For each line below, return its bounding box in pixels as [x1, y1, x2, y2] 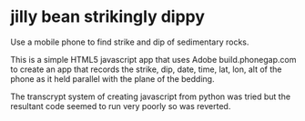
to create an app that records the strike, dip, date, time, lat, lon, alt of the [10, 64, 282, 75]
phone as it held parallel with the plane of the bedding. [10, 73, 215, 84]
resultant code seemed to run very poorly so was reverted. [10, 100, 231, 111]
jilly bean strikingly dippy [10, 6, 206, 27]
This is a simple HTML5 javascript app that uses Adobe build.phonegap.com [10, 54, 297, 65]
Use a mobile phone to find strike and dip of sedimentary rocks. [10, 36, 249, 47]
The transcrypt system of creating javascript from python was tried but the [10, 91, 290, 102]
